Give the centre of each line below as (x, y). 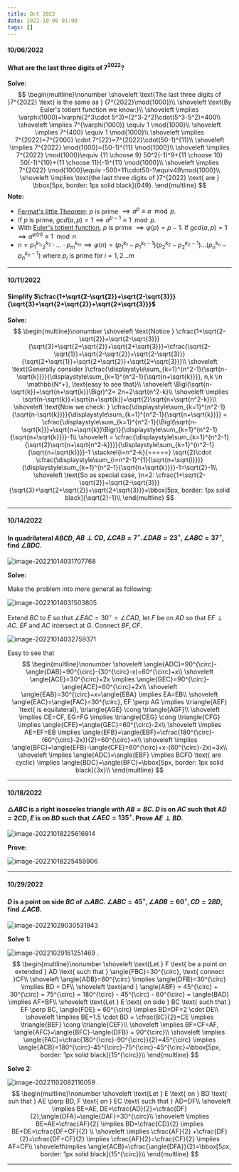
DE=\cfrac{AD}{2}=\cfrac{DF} (143, 1109)
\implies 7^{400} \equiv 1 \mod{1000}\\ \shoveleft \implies (119, 132)
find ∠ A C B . (25, 909)
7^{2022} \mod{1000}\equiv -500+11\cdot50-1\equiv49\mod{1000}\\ (119, 170)
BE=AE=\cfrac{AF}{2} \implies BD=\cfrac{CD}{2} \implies (119, 1124)
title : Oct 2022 (31, 14)
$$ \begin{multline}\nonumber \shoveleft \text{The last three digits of (119, 94)
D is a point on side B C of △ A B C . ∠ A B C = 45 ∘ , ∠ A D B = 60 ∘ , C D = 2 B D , (115, 901)
